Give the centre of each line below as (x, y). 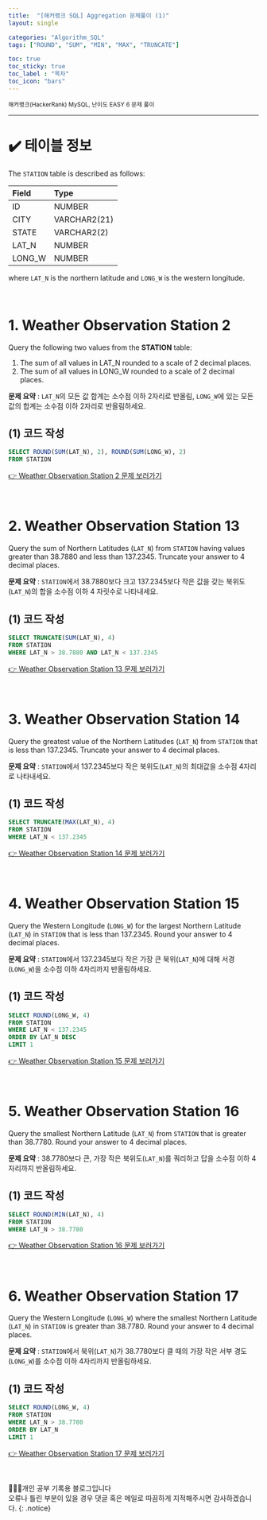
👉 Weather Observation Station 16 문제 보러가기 (87, 1246)
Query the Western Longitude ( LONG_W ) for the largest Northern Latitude (125, 925)
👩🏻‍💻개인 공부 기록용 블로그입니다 (60, 1488)
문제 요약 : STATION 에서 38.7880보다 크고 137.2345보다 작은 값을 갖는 (116, 582)
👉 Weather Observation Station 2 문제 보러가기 (85, 476)
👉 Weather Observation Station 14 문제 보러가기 (87, 853)
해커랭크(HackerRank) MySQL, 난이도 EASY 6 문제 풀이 (81, 104)
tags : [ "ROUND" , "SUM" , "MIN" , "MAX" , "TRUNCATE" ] (94, 45)
